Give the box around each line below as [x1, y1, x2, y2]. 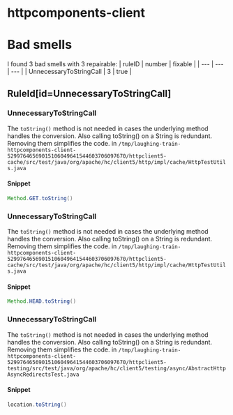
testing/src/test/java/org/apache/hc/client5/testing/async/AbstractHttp [7, 365, 227, 372]
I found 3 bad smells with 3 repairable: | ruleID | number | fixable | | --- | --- [7, 60, 225, 68]
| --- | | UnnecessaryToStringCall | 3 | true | [7, 68, 132, 76]
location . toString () [7, 401, 68, 408]
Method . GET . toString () [7, 195, 73, 202]
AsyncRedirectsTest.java [7, 371, 80, 378]
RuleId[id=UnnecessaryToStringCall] [7, 87, 172, 99]
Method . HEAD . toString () [7, 298, 77, 305]
